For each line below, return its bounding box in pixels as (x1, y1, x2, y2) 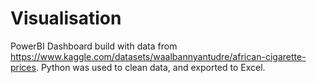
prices (10, 61, 37, 73)
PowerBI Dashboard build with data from (10, 40, 178, 52)
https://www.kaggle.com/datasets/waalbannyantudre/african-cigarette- (10, 50, 307, 62)
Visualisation (10, 7, 122, 30)
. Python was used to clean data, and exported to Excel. (35, 61, 266, 73)
